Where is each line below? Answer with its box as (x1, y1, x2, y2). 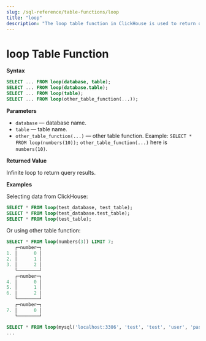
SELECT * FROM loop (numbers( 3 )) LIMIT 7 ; (6, 239, 114, 245)
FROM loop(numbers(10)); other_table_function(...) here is (15, 139, 167, 146)
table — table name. (15, 125, 67, 132)
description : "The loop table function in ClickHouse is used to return (6, 20, 196, 26)
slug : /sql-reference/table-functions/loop (6, 9, 120, 15)
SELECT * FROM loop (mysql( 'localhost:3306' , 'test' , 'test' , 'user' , (6, 324, 188, 330)
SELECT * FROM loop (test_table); (6, 216, 92, 222)
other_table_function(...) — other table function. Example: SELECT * (15, 132, 192, 139)
